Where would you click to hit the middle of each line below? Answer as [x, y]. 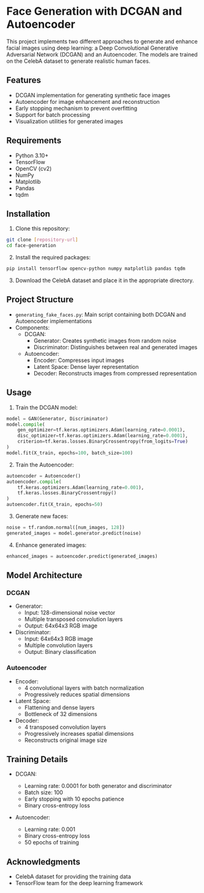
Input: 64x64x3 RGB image [59, 639]
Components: [33, 328]
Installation [28, 214]
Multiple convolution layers [59, 645]
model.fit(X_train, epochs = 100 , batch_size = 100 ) [70, 453]
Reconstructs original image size [66, 740]
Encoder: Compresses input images [79, 360]
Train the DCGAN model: [46, 407]
